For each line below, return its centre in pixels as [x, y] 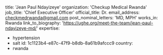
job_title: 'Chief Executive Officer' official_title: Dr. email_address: [72, 12]
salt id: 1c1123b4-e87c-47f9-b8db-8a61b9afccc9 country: [73, 43]
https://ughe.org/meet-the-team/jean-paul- [108, 23]
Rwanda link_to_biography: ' [34, 23]
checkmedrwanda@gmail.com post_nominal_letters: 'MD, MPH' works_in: [82, 18]
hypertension [26, 38]
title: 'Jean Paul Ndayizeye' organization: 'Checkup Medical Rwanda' [76, 7]
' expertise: [48, 28]
